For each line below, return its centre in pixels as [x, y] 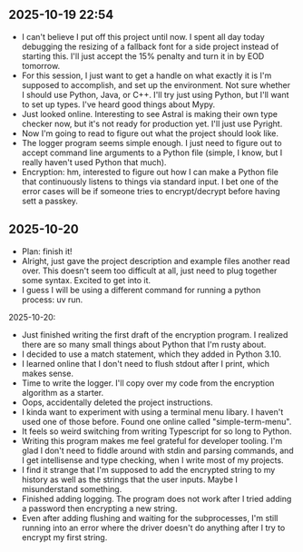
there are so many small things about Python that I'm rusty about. [144, 344]
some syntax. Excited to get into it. [86, 280]
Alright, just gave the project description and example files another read [156, 261]
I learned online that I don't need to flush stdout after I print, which [145, 363]
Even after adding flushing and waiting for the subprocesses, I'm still [150, 517]
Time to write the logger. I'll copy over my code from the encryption [148, 383]
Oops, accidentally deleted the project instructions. [117, 402]
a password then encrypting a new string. [99, 508]
